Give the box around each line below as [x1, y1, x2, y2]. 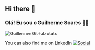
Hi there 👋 [5, 5, 36, 13]
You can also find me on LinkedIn [5, 40, 72, 46]
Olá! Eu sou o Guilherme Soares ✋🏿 [5, 19, 89, 26]
